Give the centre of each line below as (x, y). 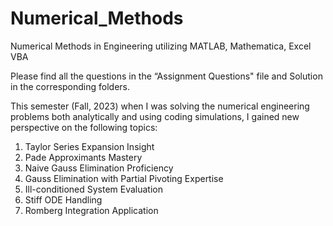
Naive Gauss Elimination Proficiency (99, 168)
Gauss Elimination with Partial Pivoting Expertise (124, 178)
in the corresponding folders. (70, 86)
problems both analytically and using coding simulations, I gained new (155, 116)
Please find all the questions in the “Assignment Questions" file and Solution (166, 76)
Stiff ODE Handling (63, 199)
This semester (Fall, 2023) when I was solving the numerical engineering (160, 106)
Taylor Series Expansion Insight (89, 146)
